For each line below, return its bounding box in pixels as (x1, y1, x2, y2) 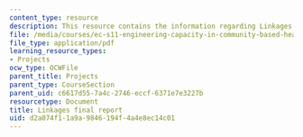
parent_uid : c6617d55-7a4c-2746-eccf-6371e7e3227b (9, 88, 204, 97)
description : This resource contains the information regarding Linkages (9, 22, 293, 31)
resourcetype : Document (9, 96, 99, 106)
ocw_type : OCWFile (9, 64, 78, 73)
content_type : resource (9, 13, 99, 23)
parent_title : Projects (9, 72, 99, 81)
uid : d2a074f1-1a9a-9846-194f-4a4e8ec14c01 (9, 114, 176, 123)
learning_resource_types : (9, 47, 106, 56)
